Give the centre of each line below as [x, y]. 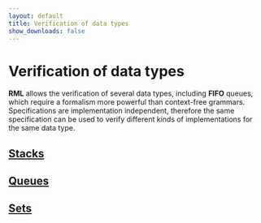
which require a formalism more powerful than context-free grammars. [127, 102]
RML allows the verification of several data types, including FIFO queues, [131, 93]
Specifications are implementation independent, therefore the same [122, 111]
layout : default [36, 16]
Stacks [26, 154]
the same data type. [42, 128]
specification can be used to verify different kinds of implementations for [130, 119]
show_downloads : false [47, 31]
